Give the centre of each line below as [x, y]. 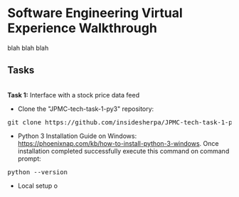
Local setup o [38, 186]
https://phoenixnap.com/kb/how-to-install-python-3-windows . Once [118, 143]
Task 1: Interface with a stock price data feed [74, 95]
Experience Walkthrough [83, 28]
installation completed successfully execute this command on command [123, 151]
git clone [24, 122]
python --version [37, 172]
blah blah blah [28, 48]
